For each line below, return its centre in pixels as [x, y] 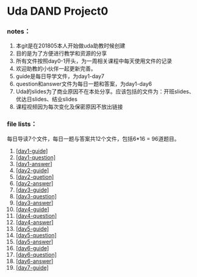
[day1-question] [36, 157]
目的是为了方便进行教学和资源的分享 [61, 54]
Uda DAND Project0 [58, 11]
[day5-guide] [32, 228]
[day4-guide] [32, 209]
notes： [19, 32]
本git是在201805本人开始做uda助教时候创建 [70, 46]
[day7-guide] [32, 267]
